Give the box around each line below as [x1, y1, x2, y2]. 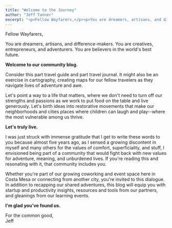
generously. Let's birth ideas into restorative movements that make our [5, 103, 155, 109]
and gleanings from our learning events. [5, 193, 90, 199]
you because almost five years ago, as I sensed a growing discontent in [5, 139, 157, 146]
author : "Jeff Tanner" [5, 12, 54, 17]
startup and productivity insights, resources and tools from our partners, [5, 187, 158, 193]
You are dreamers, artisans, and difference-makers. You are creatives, [5, 41, 154, 47]
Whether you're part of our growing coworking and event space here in [5, 171, 156, 177]
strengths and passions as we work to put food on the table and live [5, 98, 148, 104]
